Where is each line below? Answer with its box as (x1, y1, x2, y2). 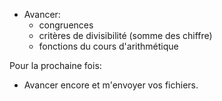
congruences (38, 19, 94, 31)
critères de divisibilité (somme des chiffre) (38, 30, 213, 41)
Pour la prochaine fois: (9, 60, 102, 71)
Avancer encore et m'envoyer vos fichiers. (23, 79, 199, 91)
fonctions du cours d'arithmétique (38, 40, 179, 52)
